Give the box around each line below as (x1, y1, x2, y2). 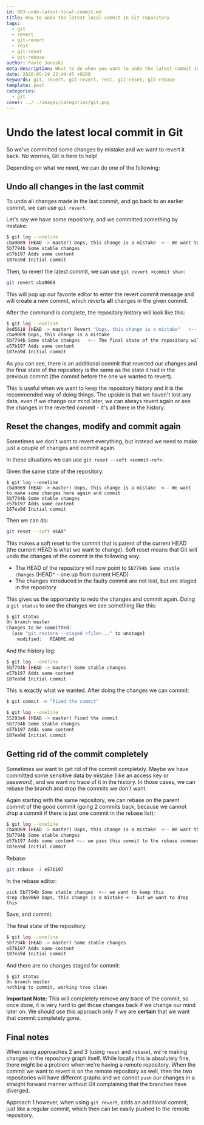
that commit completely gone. (6, 1014, 81, 1022)
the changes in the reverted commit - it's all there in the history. (6, 404, 165, 411)
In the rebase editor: (6, 877, 57, 885)
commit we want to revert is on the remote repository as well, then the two (6, 1068, 192, 1075)
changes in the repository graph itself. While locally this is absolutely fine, (6, 1054, 191, 1062)
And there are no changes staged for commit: (6, 962, 120, 969)
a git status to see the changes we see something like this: (6, 601, 157, 609)
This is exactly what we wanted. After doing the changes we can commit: (6, 687, 189, 694)
